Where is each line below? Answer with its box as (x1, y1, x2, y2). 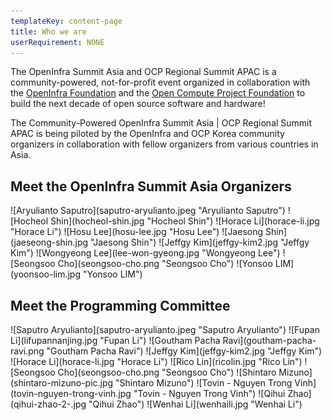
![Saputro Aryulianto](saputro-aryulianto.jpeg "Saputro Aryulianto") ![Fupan (10, 324, 320, 335)
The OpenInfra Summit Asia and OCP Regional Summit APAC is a (10, 66, 277, 78)
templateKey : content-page (10, 16, 123, 26)
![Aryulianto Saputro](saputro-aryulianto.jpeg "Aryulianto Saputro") (10, 205, 286, 217)
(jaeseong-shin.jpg (10, 236, 89, 249)
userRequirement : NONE (10, 37, 105, 47)
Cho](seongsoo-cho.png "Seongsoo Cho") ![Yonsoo (57, 258, 273, 270)
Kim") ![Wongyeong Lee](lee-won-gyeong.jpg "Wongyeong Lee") (10, 247, 281, 259)
